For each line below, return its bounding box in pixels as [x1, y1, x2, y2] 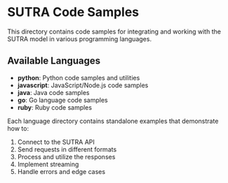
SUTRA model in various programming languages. [7, 34, 152, 43]
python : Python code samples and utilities [17, 73, 140, 82]
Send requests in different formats [17, 145, 117, 154]
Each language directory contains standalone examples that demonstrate [7, 117, 219, 125]
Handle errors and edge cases [17, 167, 106, 175]
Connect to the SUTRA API [17, 138, 95, 146]
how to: [7, 124, 29, 133]
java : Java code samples [17, 88, 90, 96]
